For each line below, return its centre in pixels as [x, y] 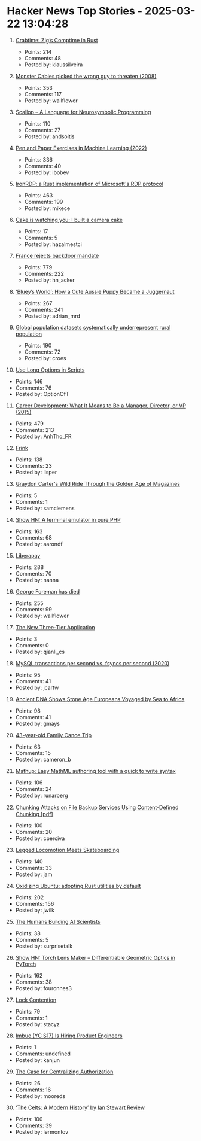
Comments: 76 [33, 388]
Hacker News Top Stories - [75, 11]
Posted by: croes [45, 358]
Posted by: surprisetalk [44, 946]
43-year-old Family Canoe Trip [54, 735]
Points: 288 [30, 567]
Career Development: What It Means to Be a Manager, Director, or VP [100, 406]
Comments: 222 [44, 273]
